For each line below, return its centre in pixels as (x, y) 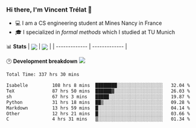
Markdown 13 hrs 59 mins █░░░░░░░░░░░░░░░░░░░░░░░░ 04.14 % (98, 108)
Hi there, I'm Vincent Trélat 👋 (49, 10)
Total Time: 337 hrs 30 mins (43, 75)
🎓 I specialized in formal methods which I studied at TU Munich (95, 32)
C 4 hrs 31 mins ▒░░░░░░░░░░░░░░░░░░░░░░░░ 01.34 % (98, 119)
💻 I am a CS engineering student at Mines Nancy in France (88, 23)
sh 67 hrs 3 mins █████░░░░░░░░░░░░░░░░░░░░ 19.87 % (98, 97)
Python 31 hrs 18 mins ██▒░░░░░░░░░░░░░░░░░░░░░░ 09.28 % (98, 102)
